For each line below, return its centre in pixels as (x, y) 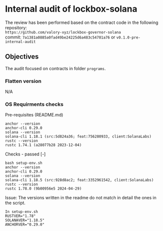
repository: (16, 27)
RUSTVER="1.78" (20, 216)
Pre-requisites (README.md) (34, 115)
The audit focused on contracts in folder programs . (55, 68)
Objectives (22, 57)
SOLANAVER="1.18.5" (25, 220)
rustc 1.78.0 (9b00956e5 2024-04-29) (43, 189)
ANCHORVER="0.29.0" (25, 225)
